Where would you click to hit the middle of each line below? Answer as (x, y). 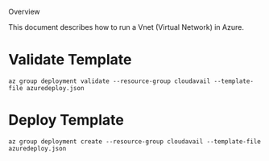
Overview (24, 12)
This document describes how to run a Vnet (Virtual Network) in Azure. (126, 27)
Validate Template (70, 60)
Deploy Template (66, 120)
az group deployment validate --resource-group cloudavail (110, 81)
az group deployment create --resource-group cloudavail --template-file (135, 141)
